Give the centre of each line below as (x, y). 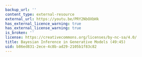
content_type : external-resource (40, 14)
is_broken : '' (20, 33)
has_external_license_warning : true (43, 28)
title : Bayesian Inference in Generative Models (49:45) (66, 42)
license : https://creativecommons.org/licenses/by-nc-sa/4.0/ (71, 38)
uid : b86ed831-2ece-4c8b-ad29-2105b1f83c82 (51, 47)
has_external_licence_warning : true (43, 24)
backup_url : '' (21, 10)
